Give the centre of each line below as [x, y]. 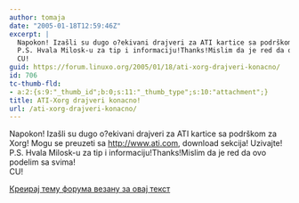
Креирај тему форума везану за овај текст [90, 189]
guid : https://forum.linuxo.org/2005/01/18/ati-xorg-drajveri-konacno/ [145, 68]
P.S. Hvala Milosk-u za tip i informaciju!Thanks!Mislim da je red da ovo [138, 153]
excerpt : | [29, 34]
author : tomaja [37, 17]
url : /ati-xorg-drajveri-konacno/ [73, 109]
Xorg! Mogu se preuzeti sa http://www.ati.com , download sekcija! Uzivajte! [146, 143]
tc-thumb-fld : [36, 84]
